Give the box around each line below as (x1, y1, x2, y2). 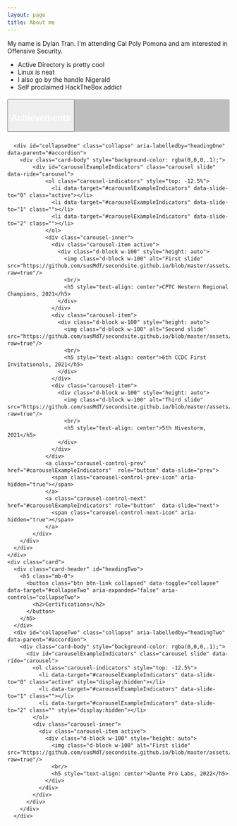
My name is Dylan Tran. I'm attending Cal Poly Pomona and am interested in (7, 39, 228, 47)
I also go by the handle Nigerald (17, 75, 111, 84)
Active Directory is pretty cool (17, 60, 104, 68)
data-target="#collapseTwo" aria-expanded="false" (7, 587, 159, 594)
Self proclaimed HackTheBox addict (17, 83, 122, 91)
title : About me (7, 18, 55, 26)
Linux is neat (17, 68, 55, 76)
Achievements (11, 113, 71, 123)
